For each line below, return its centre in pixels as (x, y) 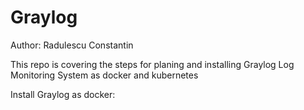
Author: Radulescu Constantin (72, 45)
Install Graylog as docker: (63, 94)
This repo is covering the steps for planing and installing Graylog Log (152, 64)
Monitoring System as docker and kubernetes (104, 75)
